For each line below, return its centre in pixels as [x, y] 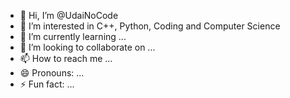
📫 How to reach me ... [66, 58]
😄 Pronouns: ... [52, 73]
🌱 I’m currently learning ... [73, 36]
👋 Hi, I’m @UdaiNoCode [69, 15]
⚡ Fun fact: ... [47, 84]
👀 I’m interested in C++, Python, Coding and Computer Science [150, 26]
